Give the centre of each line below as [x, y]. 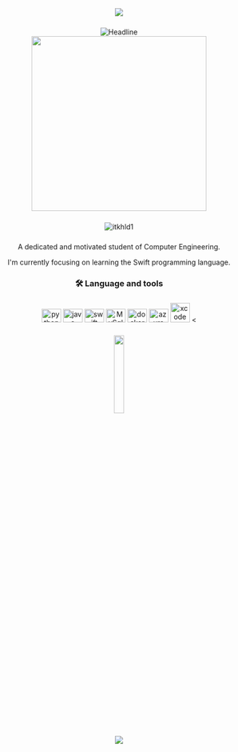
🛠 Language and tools [119, 283]
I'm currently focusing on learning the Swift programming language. [119, 262]
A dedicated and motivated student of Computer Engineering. [119, 246]
